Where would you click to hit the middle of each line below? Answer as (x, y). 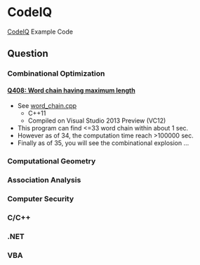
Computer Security (41, 199)
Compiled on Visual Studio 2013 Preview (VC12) (97, 121)
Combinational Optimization (56, 74)
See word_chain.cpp (47, 106)
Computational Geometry (52, 161)
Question (28, 54)
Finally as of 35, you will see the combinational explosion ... (103, 143)
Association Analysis (44, 180)
